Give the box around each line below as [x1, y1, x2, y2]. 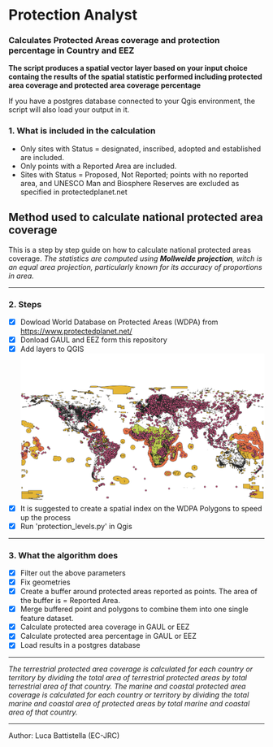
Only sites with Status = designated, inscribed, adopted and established [19, 144, 262, 154]
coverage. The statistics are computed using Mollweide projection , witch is [8, 254, 262, 263]
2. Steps [8, 298, 42, 310]
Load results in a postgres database [19, 641, 141, 650]
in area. [8, 271, 34, 280]
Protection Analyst [8, 6, 138, 24]
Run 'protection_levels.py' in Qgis [19, 521, 132, 531]
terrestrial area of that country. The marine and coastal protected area [8, 681, 246, 692]
